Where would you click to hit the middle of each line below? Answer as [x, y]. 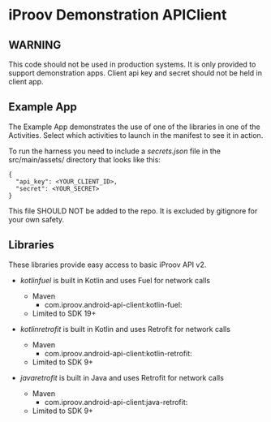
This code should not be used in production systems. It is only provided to [132, 64]
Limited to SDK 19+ [64, 313]
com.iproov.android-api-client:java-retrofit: [116, 402]
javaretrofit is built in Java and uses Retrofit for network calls [122, 377]
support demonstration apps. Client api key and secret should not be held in [135, 73]
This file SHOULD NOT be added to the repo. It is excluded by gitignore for [133, 211]
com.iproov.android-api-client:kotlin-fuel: [113, 304]
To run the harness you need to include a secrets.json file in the [115, 151]
